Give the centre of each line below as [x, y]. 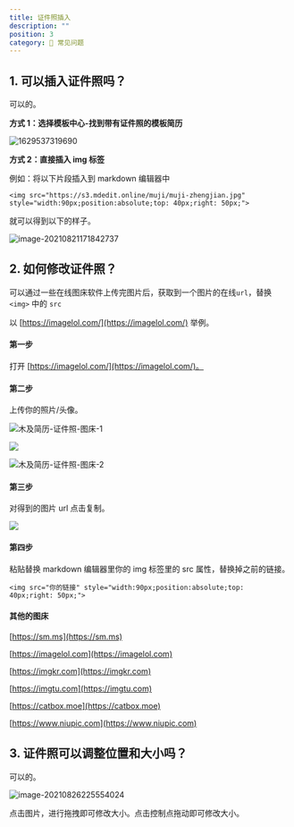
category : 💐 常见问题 [47, 42]
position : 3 [31, 34]
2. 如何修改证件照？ [63, 269]
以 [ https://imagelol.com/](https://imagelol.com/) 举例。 [112, 322]
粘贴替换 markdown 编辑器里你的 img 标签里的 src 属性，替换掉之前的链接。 [150, 569]
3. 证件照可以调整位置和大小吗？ [98, 753]
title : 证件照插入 [40, 17]
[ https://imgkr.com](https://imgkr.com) [80, 671]
